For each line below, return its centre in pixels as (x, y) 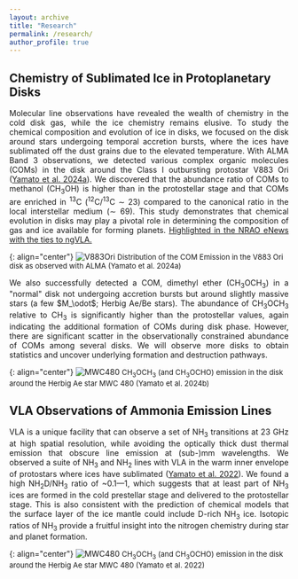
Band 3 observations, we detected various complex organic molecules (149, 160)
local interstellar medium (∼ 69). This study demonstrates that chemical (149, 211)
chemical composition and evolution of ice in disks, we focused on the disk (149, 132)
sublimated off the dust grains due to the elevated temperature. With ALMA (149, 151)
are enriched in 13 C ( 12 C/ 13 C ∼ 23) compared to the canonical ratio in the (149, 200)
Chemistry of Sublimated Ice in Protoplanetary (140, 78)
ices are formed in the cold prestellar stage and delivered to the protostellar (149, 495)
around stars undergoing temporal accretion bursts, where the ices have (149, 142)
